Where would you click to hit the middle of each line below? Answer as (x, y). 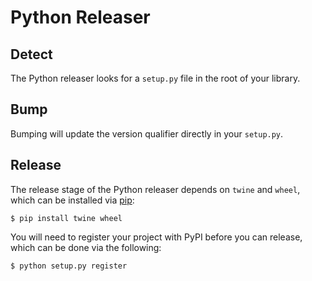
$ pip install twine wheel (66, 218)
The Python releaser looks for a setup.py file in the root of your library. (155, 78)
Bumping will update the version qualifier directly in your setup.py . (147, 133)
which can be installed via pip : (72, 200)
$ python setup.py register (69, 266)
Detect (31, 54)
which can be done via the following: (86, 247)
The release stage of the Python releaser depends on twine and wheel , (155, 189)
